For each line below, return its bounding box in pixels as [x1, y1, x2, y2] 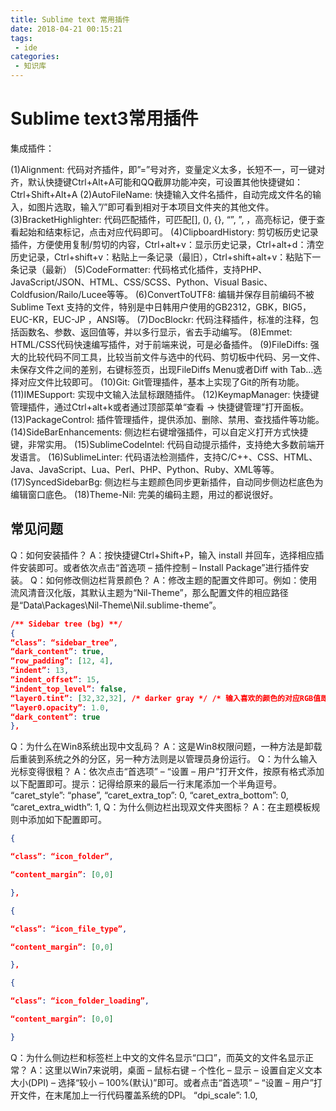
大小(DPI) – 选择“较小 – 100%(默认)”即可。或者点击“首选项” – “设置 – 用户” [10, 1076, 314, 1088]
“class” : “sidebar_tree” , [10, 637, 118, 648]
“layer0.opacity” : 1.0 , [10, 702, 110, 713]
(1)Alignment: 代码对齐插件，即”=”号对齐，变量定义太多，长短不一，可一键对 [10, 163, 326, 175]
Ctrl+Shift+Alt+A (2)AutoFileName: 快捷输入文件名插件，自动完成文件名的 [10, 188, 313, 200]
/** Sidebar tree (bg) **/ [10, 619, 123, 629]
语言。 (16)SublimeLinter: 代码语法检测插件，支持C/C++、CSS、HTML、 [18, 451, 318, 463]
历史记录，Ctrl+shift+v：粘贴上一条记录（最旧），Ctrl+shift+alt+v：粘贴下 [10, 251, 313, 263]
